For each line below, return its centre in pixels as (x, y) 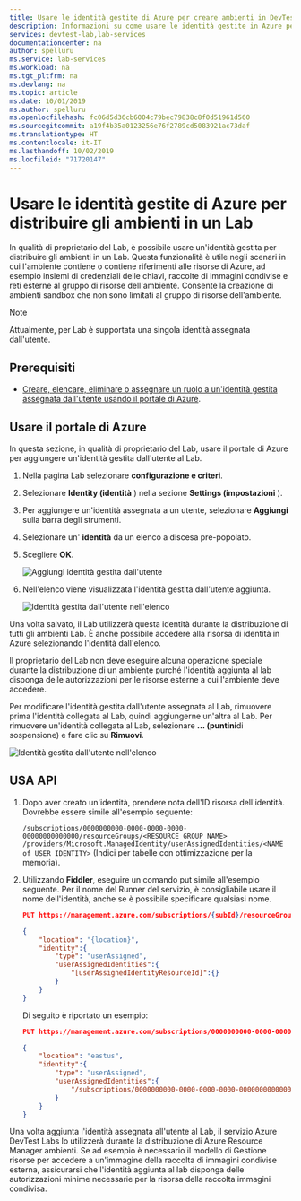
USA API (33, 781)
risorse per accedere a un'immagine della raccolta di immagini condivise (143, 1160)
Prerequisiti (43, 367)
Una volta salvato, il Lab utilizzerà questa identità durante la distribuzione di (149, 624)
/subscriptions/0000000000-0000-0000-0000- (105, 828)
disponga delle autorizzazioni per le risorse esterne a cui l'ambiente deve (144, 680)
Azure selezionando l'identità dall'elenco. (85, 643)
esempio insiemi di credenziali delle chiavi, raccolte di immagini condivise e (149, 276)
